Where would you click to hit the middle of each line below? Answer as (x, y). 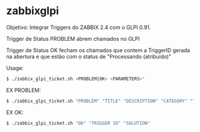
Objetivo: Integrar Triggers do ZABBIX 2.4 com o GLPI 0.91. (79, 27)
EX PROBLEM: (24, 90)
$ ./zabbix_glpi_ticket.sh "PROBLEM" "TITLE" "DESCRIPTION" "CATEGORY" (97, 101)
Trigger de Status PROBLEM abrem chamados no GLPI (73, 38)
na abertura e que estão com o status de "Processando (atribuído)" (89, 56)
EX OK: (15, 112)
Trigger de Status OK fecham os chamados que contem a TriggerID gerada (98, 50)
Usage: (15, 68)
